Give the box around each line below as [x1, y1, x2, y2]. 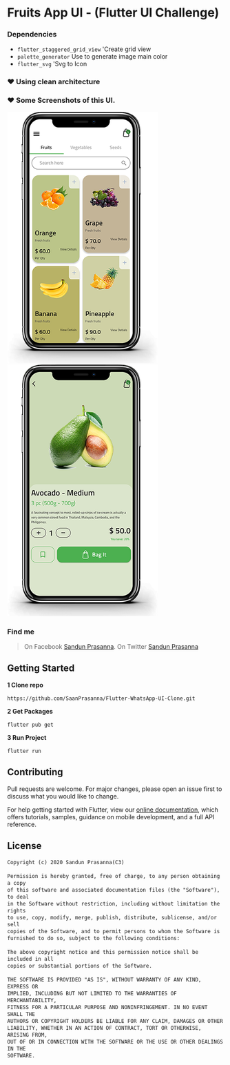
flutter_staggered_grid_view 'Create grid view [17, 45, 151, 53]
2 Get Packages [7, 707, 53, 715]
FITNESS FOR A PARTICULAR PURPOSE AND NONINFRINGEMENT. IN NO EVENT [7, 1004, 208, 1011]
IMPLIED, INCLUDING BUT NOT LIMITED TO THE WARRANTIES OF [7, 990, 177, 997]
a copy [7, 880, 26, 887]
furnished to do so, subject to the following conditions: [7, 935, 180, 942]
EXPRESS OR [7, 984, 39, 990]
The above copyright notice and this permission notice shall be [7, 949, 198, 956]
